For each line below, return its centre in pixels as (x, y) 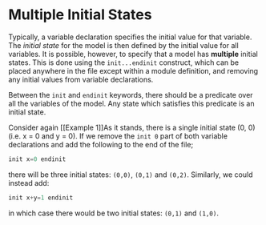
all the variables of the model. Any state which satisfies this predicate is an (131, 103)
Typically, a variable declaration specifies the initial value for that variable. (130, 37)
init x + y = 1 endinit (41, 198)
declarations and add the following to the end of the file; (101, 144)
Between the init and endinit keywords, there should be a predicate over (131, 94)
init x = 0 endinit (37, 159)
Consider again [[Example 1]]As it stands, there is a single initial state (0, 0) (132, 127)
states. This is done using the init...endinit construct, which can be (123, 62)
